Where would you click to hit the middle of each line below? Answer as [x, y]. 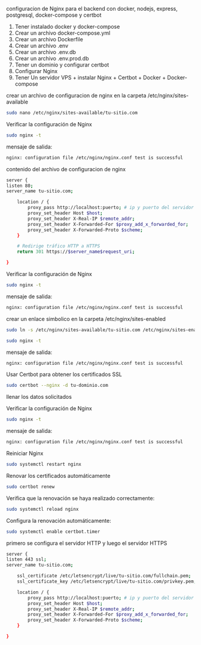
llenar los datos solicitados [39, 397]
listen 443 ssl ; [26, 559]
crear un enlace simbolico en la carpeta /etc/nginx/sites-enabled [86, 319]
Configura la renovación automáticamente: [59, 520]
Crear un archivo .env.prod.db [52, 58]
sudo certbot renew [31, 487]
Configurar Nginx [36, 71]
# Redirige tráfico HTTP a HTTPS [59, 246]
